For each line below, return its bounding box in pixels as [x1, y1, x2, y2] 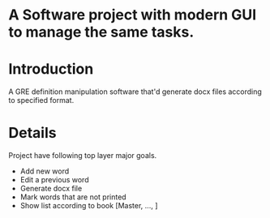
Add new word [19, 166, 70, 176]
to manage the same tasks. [8, 23, 195, 41]
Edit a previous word [19, 175, 89, 185]
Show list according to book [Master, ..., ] [19, 201, 158, 211]
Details [8, 124, 57, 143]
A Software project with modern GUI [8, 6, 257, 24]
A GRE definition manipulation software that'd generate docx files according [8, 87, 262, 96]
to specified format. [8, 96, 75, 105]
